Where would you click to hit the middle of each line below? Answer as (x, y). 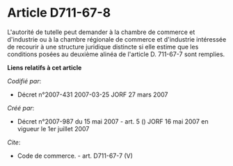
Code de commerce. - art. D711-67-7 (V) (75, 156)
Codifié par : (24, 81)
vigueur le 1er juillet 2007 (53, 128)
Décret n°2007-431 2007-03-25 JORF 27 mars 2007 (93, 94)
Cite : (14, 142)
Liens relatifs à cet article (45, 67)
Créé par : (21, 108)
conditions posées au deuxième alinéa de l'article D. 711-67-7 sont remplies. (116, 54)
